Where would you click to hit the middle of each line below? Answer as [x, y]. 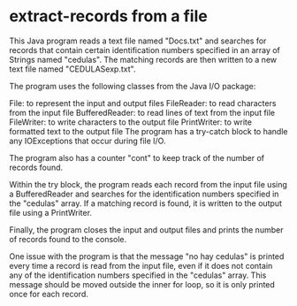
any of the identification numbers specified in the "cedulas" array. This [138, 275]
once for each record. [49, 294]
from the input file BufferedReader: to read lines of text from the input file [142, 112]
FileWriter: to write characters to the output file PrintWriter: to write [130, 122]
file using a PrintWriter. [51, 212]
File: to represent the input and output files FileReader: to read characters [143, 103]
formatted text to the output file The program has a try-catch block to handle [148, 131]
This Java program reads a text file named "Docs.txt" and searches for [138, 41]
